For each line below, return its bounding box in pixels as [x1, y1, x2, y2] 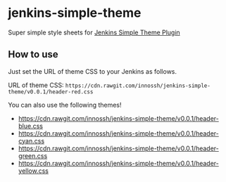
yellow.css [18, 167, 49, 175]
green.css [18, 151, 48, 160]
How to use [8, 48, 58, 60]
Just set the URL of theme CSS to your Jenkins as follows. [8, 67, 177, 75]
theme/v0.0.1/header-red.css [8, 88, 94, 96]
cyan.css [18, 136, 45, 145]
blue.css [18, 122, 44, 130]
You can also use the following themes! [8, 100, 122, 109]
